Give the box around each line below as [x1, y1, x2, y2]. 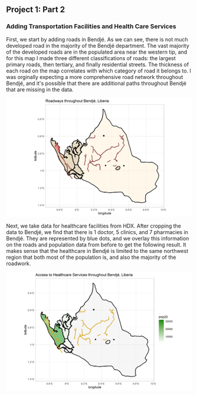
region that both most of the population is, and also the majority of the [6, 254, 176, 261]
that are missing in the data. [6, 85, 74, 93]
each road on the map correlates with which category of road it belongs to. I [6, 67, 192, 74]
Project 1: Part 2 [6, 5, 65, 15]
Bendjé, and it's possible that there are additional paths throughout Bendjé [6, 80, 187, 87]
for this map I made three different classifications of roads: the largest [6, 54, 176, 61]
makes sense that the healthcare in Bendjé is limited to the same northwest [6, 248, 189, 255]
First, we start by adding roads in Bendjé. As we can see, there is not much [6, 35, 189, 43]
